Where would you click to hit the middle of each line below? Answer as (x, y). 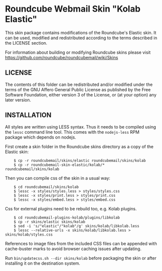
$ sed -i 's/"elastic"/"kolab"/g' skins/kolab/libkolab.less (76, 226)
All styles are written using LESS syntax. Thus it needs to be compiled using (81, 127)
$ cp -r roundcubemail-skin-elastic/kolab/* (59, 165)
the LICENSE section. (26, 43)
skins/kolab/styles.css (29, 234)
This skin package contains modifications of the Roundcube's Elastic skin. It (81, 32)
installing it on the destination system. (43, 263)
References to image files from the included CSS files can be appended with (81, 243)
